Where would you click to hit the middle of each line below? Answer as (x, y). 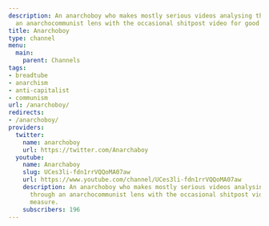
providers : (26, 127)
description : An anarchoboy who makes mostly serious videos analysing (130, 16)
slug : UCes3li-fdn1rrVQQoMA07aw (76, 172)
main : (25, 53)
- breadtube (28, 75)
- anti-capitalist (39, 90)
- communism (28, 98)
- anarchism (28, 83)
